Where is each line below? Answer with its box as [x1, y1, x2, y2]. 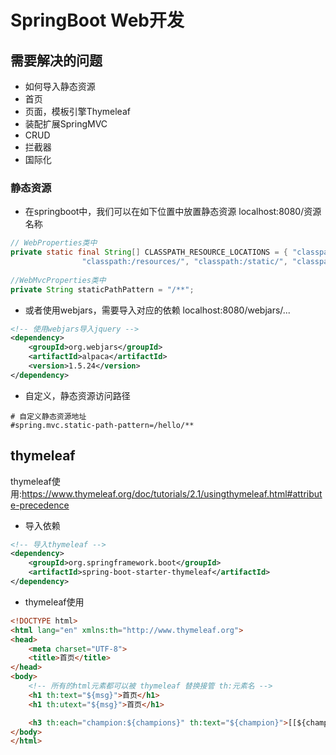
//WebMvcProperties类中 [10, 275, 107, 285]
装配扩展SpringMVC [24, 118, 108, 130]
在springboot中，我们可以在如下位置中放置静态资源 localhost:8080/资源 [24, 206, 322, 218]
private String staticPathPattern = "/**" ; [10, 284, 195, 295]
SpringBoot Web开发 [10, 9, 185, 32]
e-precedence [10, 499, 70, 511]
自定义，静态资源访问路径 [24, 389, 131, 401]
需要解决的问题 [10, 52, 103, 69]
